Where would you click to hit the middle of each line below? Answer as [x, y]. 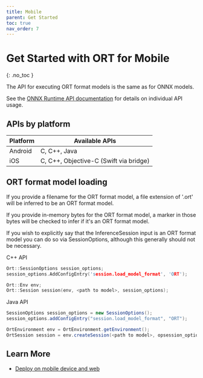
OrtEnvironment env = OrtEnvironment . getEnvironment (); [78, 330]
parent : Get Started [32, 17]
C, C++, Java [59, 151]
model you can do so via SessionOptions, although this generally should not [101, 239]
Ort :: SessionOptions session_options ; [55, 268]
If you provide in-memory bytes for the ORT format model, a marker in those [101, 215]
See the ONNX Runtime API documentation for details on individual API [95, 99]
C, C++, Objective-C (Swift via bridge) [95, 161]
